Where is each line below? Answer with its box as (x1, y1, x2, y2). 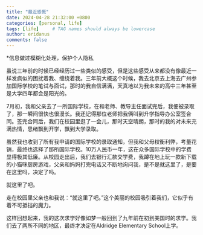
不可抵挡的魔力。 (11, 202, 54, 208)
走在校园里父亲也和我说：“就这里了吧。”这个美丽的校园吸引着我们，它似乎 (6, 194, 188, 201)
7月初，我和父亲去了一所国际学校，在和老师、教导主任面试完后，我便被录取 (6, 103, 195, 109)
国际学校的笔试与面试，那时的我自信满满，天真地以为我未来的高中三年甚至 (11, 82, 197, 89)
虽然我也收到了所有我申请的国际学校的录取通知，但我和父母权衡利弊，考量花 (6, 138, 197, 145)
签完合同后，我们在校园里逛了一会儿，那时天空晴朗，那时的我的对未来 (16, 118, 192, 124)
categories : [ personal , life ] (6, 20, 83, 26)
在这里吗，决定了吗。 (6, 169, 59, 175)
